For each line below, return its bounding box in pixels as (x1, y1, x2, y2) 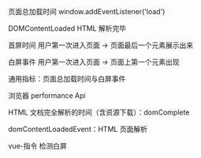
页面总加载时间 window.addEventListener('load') (8, 7, 166, 16)
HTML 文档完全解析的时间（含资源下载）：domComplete (8, 107, 190, 117)
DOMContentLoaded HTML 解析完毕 (8, 24, 127, 33)
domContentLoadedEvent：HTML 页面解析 (8, 125, 148, 134)
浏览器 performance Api (8, 91, 86, 100)
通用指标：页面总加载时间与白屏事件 (8, 74, 126, 83)
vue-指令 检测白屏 (8, 141, 67, 150)
